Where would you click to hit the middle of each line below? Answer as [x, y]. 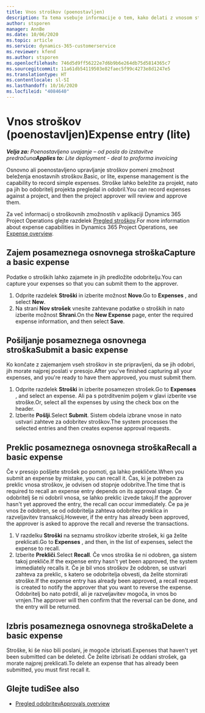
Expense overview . [30, 233]
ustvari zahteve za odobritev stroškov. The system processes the [96, 422]
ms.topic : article [30, 40]
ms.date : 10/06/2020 [33, 35]
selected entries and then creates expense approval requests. [93, 429]
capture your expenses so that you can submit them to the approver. [92, 283]
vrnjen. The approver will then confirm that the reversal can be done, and [106, 600]
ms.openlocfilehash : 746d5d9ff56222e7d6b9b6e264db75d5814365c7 [88, 63]
